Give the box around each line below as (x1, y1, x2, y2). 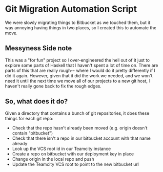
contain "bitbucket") (12, 130, 53, 136)
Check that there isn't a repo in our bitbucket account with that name (12, 135, 151, 141)
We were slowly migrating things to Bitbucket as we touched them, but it (5, 20, 150, 25)
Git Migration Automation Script (5, 3, 137, 15)
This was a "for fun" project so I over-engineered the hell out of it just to (5, 57, 150, 63)
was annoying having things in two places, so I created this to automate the (5, 24, 157, 30)
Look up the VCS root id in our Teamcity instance (12, 146, 111, 151)
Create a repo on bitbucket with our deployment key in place (12, 150, 134, 157)
